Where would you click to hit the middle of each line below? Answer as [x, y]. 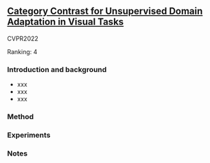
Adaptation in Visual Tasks [66, 22]
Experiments [29, 135]
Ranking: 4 [22, 51]
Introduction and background [57, 69]
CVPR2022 [23, 38]
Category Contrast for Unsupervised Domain [105, 11]
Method [21, 117]
